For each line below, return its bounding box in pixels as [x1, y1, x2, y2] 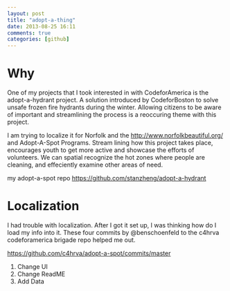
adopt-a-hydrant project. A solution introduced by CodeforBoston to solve [7, 96, 219, 104]
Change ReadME [17, 270, 66, 278]
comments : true [7, 29, 51, 37]
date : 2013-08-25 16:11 [7, 23, 76, 30]
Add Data [17, 277, 45, 285]
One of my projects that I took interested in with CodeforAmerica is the [7, 88, 209, 97]
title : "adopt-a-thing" [7, 17, 76, 24]
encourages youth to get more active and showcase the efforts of [7, 146, 195, 154]
